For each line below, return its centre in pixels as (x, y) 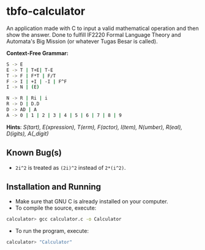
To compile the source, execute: (56, 208)
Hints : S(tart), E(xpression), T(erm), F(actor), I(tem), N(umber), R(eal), (94, 127)
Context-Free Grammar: (37, 53)
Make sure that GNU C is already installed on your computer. (91, 202)
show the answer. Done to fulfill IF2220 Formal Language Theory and (94, 34)
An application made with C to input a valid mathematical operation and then (102, 28)
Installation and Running (54, 187)
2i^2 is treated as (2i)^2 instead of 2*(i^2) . (70, 167)
